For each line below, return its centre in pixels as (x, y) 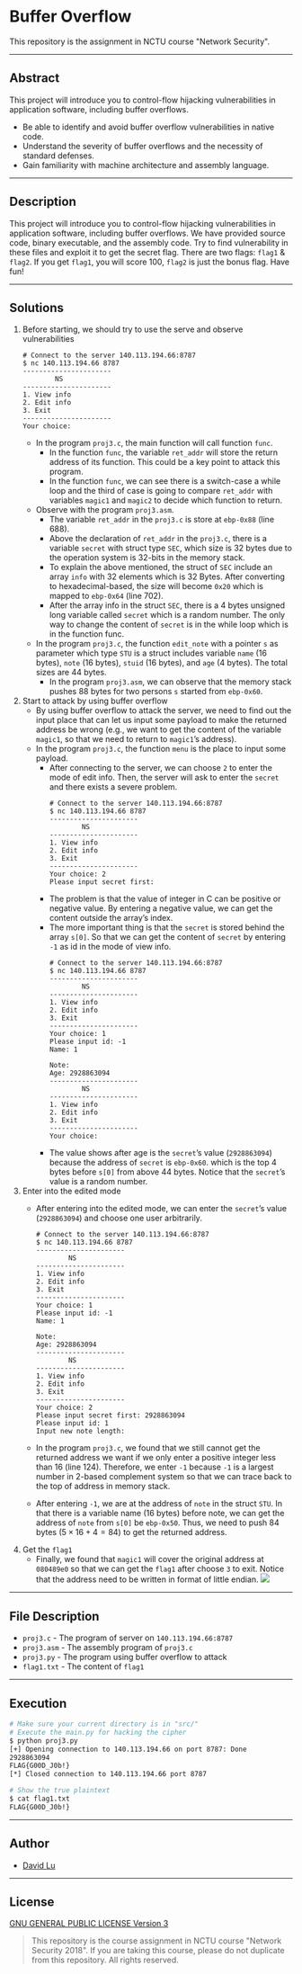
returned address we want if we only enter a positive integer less (156, 1458)
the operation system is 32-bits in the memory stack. (147, 558)
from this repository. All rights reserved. (105, 1960)
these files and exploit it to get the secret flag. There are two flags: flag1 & (147, 252)
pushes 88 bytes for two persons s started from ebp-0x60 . (156, 692)
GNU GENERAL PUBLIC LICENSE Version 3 (89, 1924)
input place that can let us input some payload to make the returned (161, 720)
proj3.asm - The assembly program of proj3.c (107, 1648)
